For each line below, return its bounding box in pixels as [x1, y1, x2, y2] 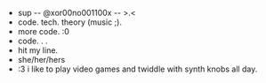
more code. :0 [17, 26, 69, 36]
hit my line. [17, 45, 59, 56]
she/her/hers [17, 55, 66, 64]
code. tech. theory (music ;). [17, 17, 123, 27]
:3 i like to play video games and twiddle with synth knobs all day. [17, 64, 258, 74]
